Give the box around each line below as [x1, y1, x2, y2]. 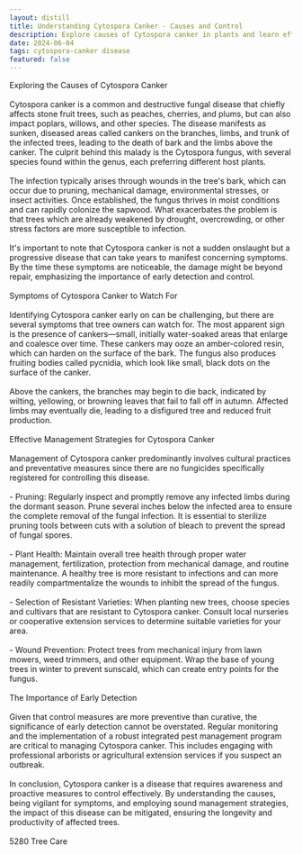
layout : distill [9, 13, 70, 23]
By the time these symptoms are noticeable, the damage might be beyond [9, 262, 283, 272]
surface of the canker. [9, 367, 92, 377]
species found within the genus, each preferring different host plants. [9, 157, 267, 167]
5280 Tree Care [9, 836, 68, 847]
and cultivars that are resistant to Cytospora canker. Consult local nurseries [9, 606, 289, 617]
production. [9, 415, 52, 425]
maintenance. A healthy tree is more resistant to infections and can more [9, 568, 279, 578]
